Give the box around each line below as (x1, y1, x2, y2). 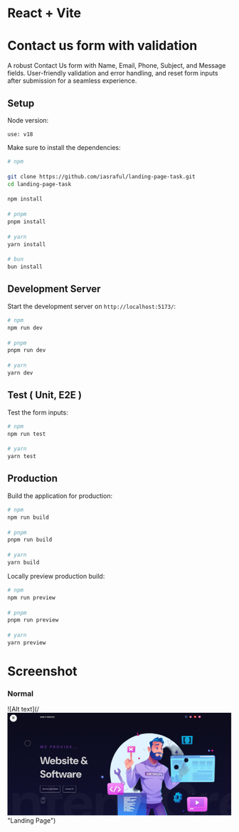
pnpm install (7, 218, 46, 225)
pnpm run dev (7, 347, 46, 354)
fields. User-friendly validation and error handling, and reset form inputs (7, 69, 218, 78)
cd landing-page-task (7, 181, 72, 188)
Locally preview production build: (7, 572, 105, 580)
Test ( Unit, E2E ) (7, 389, 82, 401)
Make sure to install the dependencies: (7, 143, 121, 151)
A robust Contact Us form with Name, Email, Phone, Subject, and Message (7, 61, 226, 70)
